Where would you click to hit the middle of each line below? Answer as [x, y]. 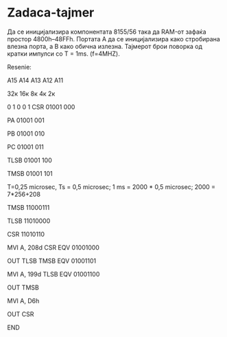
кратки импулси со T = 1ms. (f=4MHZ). [63, 54]
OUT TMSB [23, 287]
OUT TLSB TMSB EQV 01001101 [52, 261]
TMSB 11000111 [28, 207]
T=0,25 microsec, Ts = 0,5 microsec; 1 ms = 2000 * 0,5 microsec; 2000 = [111, 186]
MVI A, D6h [23, 301]
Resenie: [20, 67]
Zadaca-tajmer [51, 13]
